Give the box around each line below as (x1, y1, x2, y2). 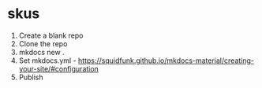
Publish (18, 72, 44, 82)
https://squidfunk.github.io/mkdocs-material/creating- (77, 56, 254, 65)
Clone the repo (18, 38, 68, 48)
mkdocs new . (18, 47, 65, 57)
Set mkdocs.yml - (18, 56, 77, 65)
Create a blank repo (18, 31, 84, 40)
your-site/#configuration (18, 64, 99, 73)
